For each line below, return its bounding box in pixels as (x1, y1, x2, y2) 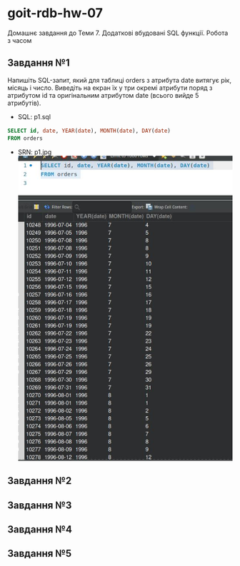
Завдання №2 (7, 475, 72, 487)
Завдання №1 (7, 57, 70, 69)
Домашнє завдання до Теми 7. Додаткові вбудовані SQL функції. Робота (7, 29, 229, 37)
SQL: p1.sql (17, 112, 51, 121)
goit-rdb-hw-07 (7, 5, 104, 21)
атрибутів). (7, 98, 41, 107)
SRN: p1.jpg (17, 148, 52, 156)
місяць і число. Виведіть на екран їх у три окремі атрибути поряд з (7, 84, 213, 92)
